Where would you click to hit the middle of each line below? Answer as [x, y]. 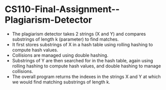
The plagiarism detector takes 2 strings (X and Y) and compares [79, 34]
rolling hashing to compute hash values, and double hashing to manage [87, 66]
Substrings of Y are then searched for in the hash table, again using [82, 60]
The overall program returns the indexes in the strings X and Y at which [86, 76]
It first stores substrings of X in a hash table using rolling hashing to [82, 44]
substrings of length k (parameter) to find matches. [66, 39]
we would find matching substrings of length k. [61, 82]
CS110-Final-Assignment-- [62, 9]
